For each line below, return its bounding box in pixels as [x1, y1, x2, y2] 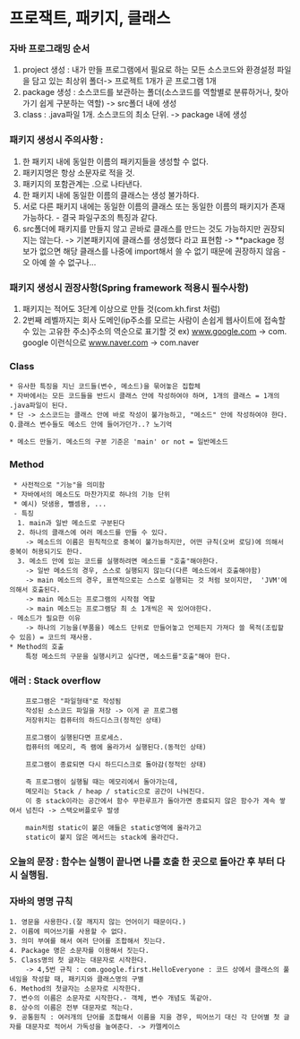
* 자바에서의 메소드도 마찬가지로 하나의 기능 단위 [13, 489, 171, 498]
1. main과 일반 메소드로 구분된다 [17, 518, 125, 527]
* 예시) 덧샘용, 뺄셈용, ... [13, 499, 107, 508]
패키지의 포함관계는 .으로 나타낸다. [21, 178, 142, 189]
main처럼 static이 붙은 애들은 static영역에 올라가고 [25, 823, 202, 832]
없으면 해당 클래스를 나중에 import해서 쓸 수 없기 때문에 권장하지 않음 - [39, 246, 287, 256]
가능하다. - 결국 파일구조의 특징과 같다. [21, 212, 159, 222]
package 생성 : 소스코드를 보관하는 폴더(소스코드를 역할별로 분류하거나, [21, 87, 273, 98]
